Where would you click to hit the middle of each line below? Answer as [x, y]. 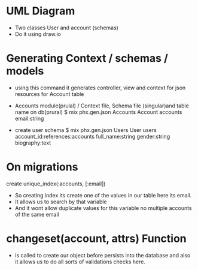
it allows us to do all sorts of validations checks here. [80, 262]
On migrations [42, 167]
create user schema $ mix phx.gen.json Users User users [86, 130]
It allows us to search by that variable [61, 202]
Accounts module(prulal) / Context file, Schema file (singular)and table [102, 106]
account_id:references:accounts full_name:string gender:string [92, 136]
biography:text [33, 143]
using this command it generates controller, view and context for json [100, 88]
